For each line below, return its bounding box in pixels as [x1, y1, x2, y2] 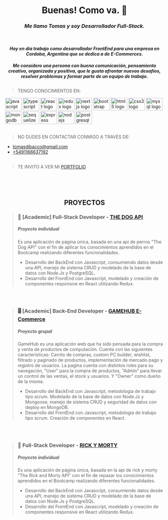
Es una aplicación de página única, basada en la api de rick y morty [17, 467, 157, 473]
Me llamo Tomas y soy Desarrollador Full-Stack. [24, 23, 145, 30]
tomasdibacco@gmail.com [12, 144, 68, 150]
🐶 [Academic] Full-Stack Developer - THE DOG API [17, 213, 143, 220]
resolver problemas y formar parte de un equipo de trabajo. [21, 73, 148, 79]
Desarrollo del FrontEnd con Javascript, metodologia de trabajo [25, 410, 157, 416]
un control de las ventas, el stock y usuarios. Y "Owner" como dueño [17, 373, 161, 379]
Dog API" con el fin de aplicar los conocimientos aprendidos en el [17, 244, 154, 250]
